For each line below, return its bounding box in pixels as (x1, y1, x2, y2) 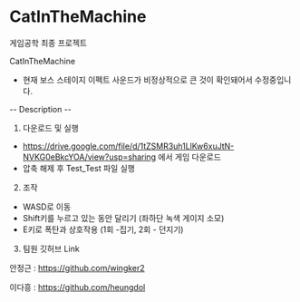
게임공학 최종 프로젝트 (9, 37, 88, 48)
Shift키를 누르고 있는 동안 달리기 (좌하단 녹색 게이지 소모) (22, 212, 225, 223)
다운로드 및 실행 (22, 122, 79, 133)
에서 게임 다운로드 (158, 151, 222, 162)
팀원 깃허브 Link (22, 243, 80, 254)
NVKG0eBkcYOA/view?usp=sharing (22, 151, 157, 162)
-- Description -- (9, 103, 73, 114)
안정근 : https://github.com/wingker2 (9, 262, 145, 273)
